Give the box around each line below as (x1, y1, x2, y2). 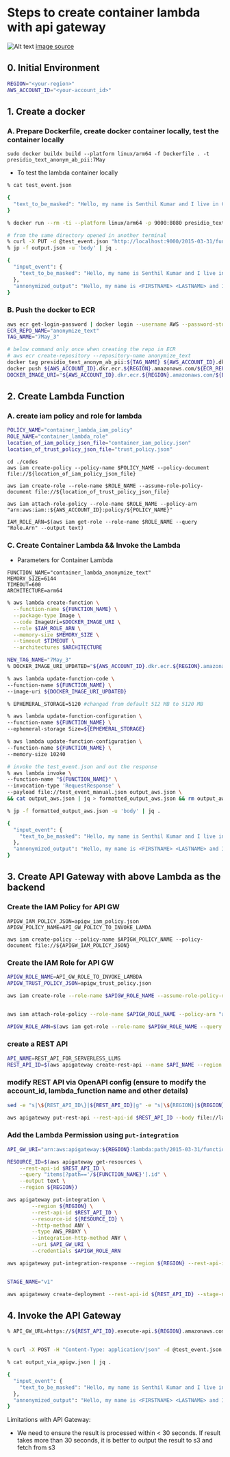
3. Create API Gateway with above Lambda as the (7, 871, 221, 882)
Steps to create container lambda (7, 5, 201, 21)
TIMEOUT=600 (7, 581, 41, 588)
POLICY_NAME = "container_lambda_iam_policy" (7, 427, 133, 434)
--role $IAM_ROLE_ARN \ (13, 625, 81, 632)
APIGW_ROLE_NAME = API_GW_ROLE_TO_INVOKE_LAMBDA (7, 974, 142, 981)
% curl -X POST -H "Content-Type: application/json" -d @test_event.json (7, 1346, 222, 1353)
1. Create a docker (7, 105, 86, 118)
